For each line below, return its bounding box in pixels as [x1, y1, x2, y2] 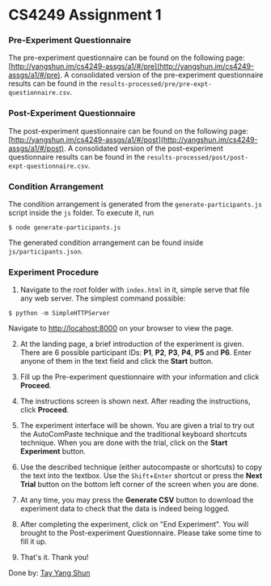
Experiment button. [19, 447, 87, 456]
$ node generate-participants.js [8, 224, 121, 232]
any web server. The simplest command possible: [19, 293, 186, 303]
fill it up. [19, 537, 47, 546]
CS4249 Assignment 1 [8, 6, 162, 24]
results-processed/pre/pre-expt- [99, 80, 212, 88]
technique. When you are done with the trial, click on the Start [19, 438, 228, 447]
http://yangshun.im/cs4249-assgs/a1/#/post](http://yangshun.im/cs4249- [11, 135, 258, 144]
